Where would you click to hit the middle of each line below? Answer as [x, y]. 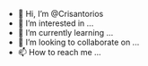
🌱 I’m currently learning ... [65, 33]
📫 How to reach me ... [59, 52]
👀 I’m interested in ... [56, 23]
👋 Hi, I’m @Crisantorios [61, 14]
